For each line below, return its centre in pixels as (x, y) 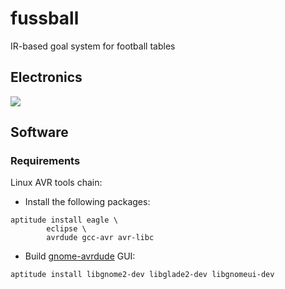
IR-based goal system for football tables (93, 46)
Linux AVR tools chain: (56, 183)
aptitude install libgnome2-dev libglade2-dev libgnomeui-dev (142, 275)
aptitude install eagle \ (64, 220)
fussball (45, 18)
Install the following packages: (87, 202)
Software (39, 132)
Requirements (45, 161)
